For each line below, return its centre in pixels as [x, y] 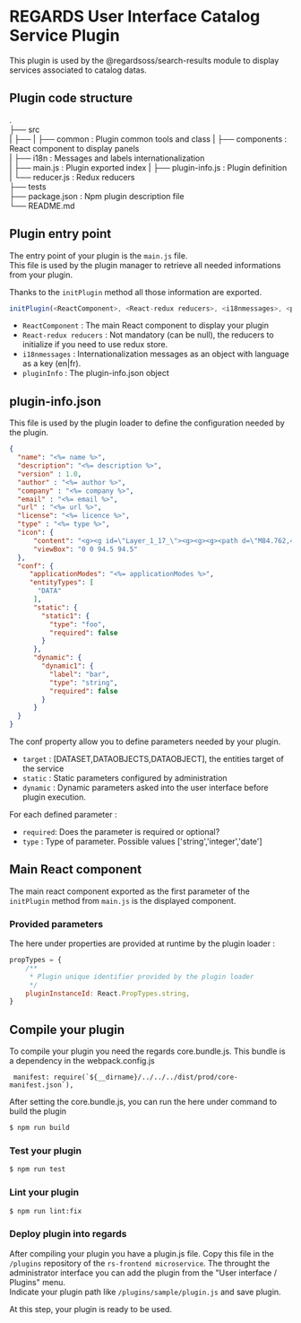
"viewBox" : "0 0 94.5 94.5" [86, 549]
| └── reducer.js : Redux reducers [72, 177]
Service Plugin [64, 35]
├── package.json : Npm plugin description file [97, 196]
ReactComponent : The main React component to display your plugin [145, 326]
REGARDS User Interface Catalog [135, 17]
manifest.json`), [42, 1085]
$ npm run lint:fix [46, 1211]
